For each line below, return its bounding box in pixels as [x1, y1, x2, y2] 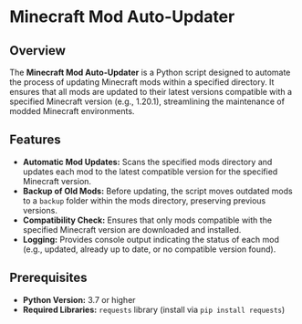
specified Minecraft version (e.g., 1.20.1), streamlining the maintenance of [9, 96, 286, 107]
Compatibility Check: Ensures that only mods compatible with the [22, 214, 272, 225]
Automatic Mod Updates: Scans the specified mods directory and [22, 156, 273, 167]
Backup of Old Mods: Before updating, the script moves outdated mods [22, 185, 294, 196]
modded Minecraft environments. [9, 106, 135, 116]
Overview [9, 43, 67, 58]
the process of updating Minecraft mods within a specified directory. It [9, 77, 275, 88]
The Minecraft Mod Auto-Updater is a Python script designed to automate [9, 67, 291, 78]
